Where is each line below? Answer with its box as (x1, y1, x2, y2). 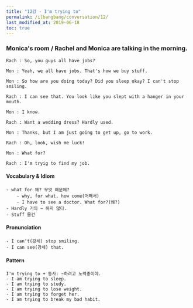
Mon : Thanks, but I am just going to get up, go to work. (6, 130, 153, 136)
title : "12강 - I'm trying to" (6, 8, 81, 15)
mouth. (6, 99, 22, 104)
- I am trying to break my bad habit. (6, 297, 101, 303)
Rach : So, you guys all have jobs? (6, 57, 95, 63)
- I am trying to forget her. (6, 292, 80, 297)
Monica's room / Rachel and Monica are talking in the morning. (6, 45, 188, 53)
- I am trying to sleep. (6, 276, 67, 282)
